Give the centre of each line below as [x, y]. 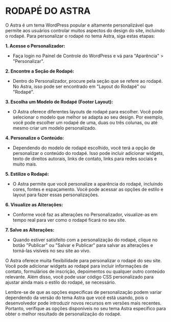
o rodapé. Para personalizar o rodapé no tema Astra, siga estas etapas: [80, 36]
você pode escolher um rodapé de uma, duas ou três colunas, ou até [85, 122]
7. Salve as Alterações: [30, 229]
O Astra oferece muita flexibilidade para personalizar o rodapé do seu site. [83, 260]
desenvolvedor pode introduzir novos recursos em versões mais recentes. [83, 303]
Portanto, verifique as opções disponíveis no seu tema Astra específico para [86, 308]
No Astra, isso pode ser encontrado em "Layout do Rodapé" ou [79, 86]
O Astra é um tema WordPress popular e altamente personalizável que [79, 25]
